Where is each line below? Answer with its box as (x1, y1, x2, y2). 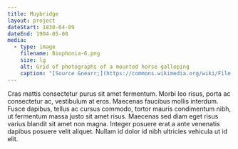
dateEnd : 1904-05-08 (7, 30, 69, 38)
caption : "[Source (20, 70, 75, 77)
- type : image (14, 43, 56, 50)
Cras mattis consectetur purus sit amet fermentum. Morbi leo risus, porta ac (7, 89, 231, 98)
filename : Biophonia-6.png (20, 50, 100, 57)
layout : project (7, 17, 56, 24)
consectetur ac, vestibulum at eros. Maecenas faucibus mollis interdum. (7, 96, 219, 105)
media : (7, 37, 27, 44)
